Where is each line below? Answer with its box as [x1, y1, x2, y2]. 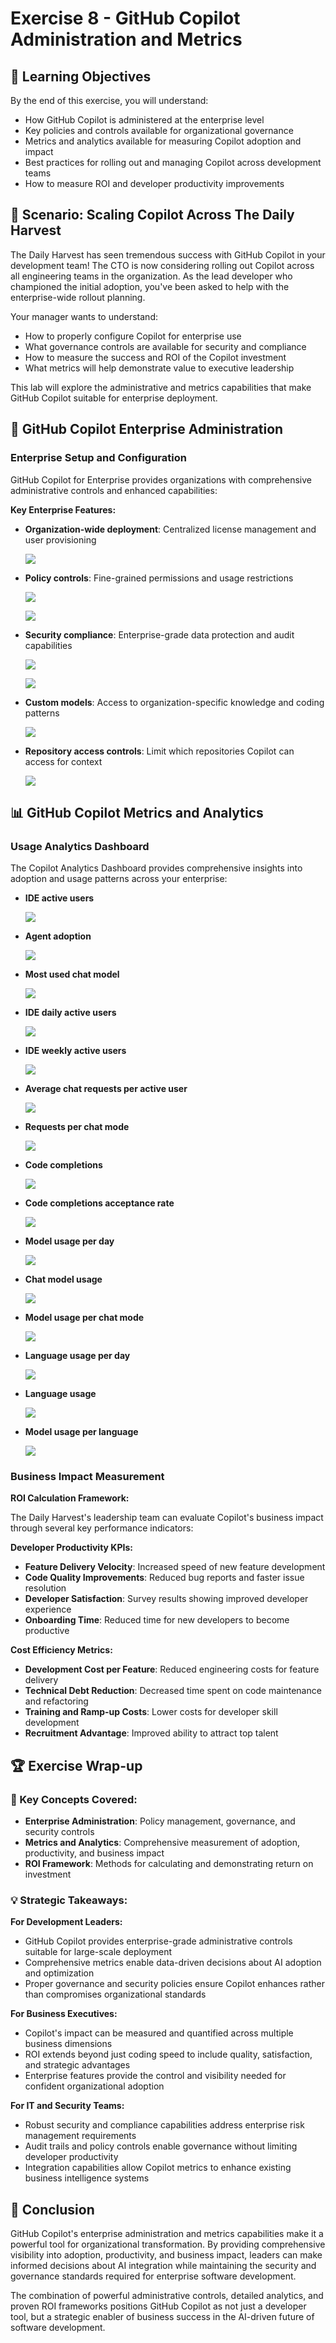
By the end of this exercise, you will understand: [10, 95, 209, 106]
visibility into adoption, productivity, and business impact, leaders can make [10, 2249, 323, 2261]
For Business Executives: [10, 2008, 118, 2020]
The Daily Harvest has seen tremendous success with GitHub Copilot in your [10, 248, 326, 261]
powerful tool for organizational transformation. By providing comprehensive [10, 2238, 326, 2251]
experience [24, 1603, 72, 1616]
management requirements [24, 2130, 137, 2142]
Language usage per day [24, 1350, 131, 1362]
